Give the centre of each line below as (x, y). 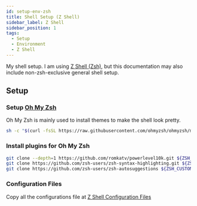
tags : (13, 33)
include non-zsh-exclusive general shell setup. (62, 72)
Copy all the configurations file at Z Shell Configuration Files (79, 197)
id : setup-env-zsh (28, 11)
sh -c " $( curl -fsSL (31, 131)
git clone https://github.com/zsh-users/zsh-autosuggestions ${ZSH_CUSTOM (99, 169)
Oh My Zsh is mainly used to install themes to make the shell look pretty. (93, 120)
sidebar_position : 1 (31, 28)
